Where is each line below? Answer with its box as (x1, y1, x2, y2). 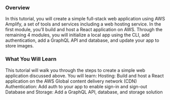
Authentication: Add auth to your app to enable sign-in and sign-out (5, 83, 148, 89)
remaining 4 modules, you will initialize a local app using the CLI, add (5, 32, 150, 38)
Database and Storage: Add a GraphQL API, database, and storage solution (5, 89, 163, 95)
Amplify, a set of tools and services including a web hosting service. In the (5, 21, 161, 27)
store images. (5, 43, 34, 49)
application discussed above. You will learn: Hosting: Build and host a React (5, 72, 164, 79)
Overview (5, 4, 30, 11)
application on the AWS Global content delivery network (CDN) (5, 78, 137, 84)
